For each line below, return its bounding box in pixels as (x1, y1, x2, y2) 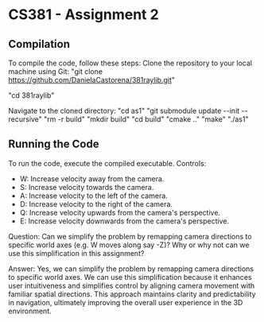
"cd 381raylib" (8, 91, 55, 100)
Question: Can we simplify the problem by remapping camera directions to (8, 231, 252, 241)
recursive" (8, 114, 42, 124)
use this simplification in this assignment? (8, 248, 145, 258)
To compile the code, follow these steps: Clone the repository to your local (8, 58, 253, 68)
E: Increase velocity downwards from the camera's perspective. (19, 216, 229, 226)
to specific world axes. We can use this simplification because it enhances (8, 272, 252, 281)
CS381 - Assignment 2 (8, 6, 159, 24)
